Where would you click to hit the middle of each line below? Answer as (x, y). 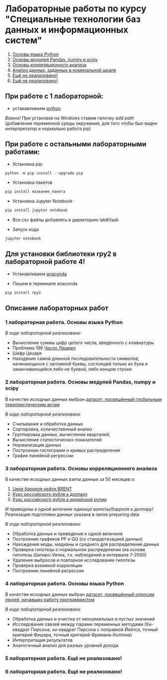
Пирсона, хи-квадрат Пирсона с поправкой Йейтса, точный (94, 630)
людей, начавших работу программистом (50, 600)
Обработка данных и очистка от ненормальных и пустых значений (83, 619)
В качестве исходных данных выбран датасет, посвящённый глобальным (83, 399)
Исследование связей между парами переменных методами (78, 624)
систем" (24, 41)
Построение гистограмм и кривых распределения (66, 450)
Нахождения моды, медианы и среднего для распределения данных (86, 544)
